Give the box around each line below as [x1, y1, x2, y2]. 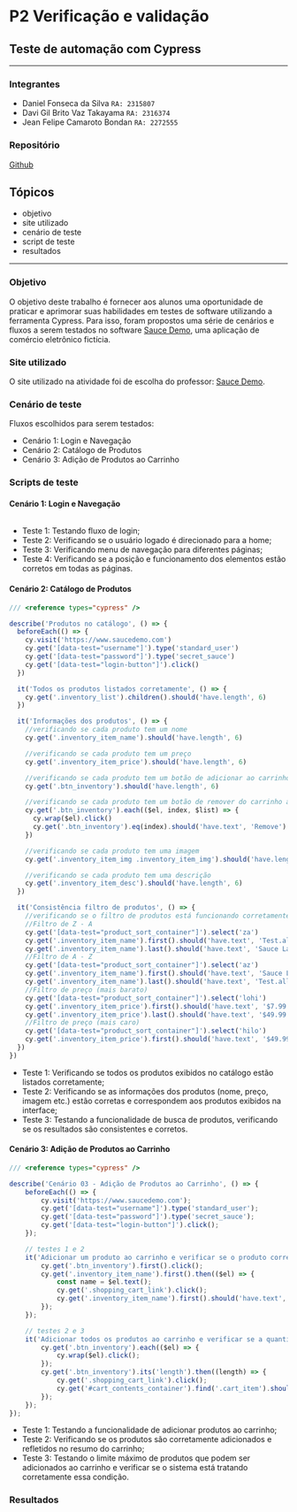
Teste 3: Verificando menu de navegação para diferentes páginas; [21, 544, 263, 555]
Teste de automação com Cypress [9, 42, 202, 57]
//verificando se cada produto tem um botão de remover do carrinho [25, 798, 283, 807]
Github [9, 159, 34, 170]
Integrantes [9, 78, 60, 90]
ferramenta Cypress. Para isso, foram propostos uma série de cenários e [9, 315, 275, 326]
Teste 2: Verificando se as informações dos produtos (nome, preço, [21, 1086, 269, 1096]
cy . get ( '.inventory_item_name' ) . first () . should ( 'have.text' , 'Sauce [25, 969, 283, 979]
